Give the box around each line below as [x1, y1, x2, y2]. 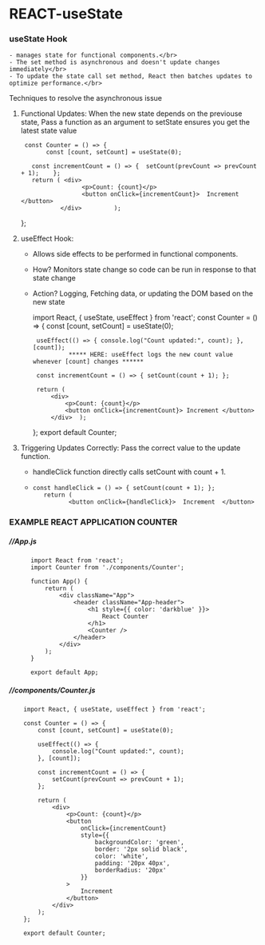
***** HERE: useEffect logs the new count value [68, 351, 234, 359]
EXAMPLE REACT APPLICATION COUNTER [9, 516, 178, 528]
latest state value [20, 126, 77, 136]
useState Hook [9, 34, 68, 45]
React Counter [101, 612, 149, 620]
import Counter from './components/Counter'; [30, 564, 184, 572]
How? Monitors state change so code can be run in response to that [32, 265, 256, 274]
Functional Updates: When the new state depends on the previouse [20, 109, 243, 118]
